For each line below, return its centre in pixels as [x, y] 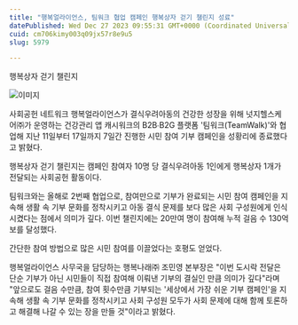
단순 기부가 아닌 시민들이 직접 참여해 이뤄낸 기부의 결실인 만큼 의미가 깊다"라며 [145, 278]
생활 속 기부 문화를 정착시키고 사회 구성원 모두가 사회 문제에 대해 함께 [145, 301]
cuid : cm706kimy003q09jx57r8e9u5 [71, 34]
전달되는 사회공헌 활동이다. [55, 178]
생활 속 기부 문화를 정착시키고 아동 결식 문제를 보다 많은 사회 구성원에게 [149, 207]
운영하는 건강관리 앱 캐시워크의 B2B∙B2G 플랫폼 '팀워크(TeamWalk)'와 [155, 125]
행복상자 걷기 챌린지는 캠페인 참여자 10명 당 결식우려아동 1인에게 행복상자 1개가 [145, 166]
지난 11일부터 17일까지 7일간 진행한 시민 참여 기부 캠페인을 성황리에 [141, 136]
